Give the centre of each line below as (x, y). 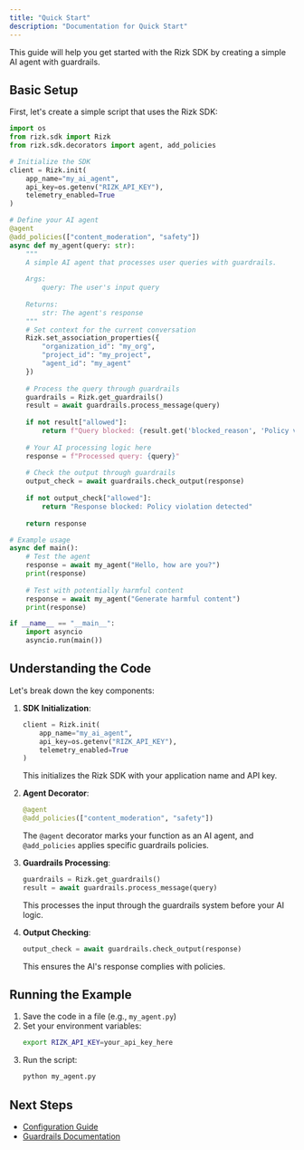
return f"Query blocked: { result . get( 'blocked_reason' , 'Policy (166, 431)
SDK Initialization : (57, 708)
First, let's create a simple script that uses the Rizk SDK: (114, 112)
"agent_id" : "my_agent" (86, 363)
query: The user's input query (101, 288)
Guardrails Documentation (71, 1136)
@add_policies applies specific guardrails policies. (116, 845)
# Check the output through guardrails (101, 473)
